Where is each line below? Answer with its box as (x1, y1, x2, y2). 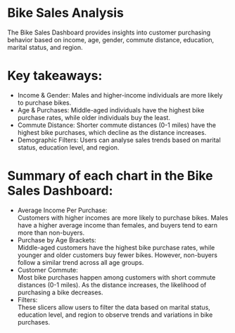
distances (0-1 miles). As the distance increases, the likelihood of (17, 280, 207, 289)
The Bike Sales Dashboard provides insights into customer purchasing (7, 28, 211, 37)
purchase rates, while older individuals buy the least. (17, 113, 171, 122)
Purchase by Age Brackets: (17, 235, 96, 244)
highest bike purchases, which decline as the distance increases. (17, 128, 207, 136)
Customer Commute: (17, 266, 79, 274)
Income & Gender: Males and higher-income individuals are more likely (17, 91, 223, 99)
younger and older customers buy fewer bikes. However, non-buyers (17, 251, 218, 259)
